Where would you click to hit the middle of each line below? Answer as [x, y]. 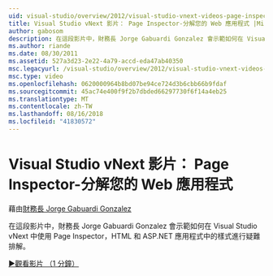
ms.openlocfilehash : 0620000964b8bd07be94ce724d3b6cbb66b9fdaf [118, 84]
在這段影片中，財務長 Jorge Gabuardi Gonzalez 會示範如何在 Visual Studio [133, 226]
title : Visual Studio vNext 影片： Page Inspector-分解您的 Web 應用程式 [129, 24]
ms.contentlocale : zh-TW [50, 106]
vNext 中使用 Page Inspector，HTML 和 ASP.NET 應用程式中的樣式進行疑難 [134, 235]
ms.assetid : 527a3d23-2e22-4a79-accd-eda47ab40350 [96, 62]
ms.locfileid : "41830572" [52, 122]
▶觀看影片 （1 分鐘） [44, 263]
